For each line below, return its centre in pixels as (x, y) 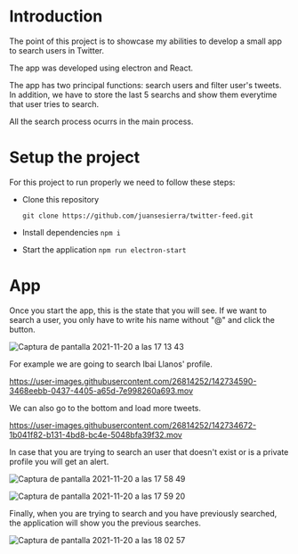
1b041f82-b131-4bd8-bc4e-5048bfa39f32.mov (96, 434)
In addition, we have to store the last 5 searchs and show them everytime (143, 95)
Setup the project (75, 157)
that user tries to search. (54, 103)
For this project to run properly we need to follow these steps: (122, 182)
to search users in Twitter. (57, 50)
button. (22, 329)
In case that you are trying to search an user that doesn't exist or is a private (149, 451)
